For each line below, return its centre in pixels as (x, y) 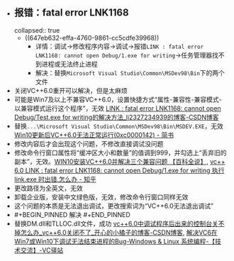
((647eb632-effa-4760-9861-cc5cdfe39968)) (92, 38)
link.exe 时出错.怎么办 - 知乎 (55, 179)
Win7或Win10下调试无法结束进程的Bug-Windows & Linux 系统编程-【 (115, 241)
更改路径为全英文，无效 (48, 188)
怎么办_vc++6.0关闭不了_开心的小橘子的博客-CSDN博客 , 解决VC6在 (119, 232)
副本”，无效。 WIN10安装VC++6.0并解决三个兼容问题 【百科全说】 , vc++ (119, 161)
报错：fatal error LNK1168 (71, 13)
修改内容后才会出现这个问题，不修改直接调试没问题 (89, 143)
